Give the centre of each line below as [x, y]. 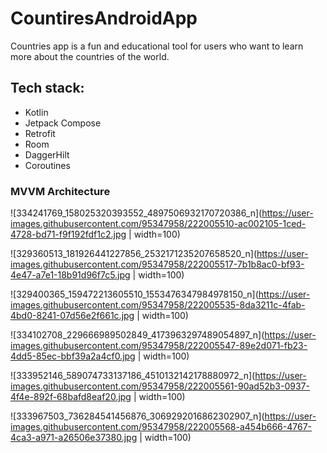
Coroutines [47, 165]
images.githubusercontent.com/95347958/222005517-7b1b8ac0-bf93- [157, 264]
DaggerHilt [47, 154]
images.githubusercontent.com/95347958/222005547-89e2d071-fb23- [159, 346]
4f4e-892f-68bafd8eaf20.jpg [71, 397]
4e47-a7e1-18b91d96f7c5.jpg [70, 275]
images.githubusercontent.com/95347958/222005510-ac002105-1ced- [158, 224]
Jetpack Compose [63, 123]
